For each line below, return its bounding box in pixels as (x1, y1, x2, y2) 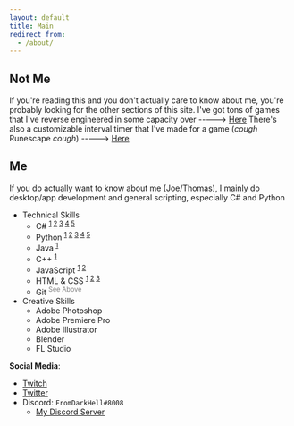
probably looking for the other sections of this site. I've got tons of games (9, 105, 280, 115)
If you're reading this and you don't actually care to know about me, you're (9, 95, 284, 106)
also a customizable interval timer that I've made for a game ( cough (9, 124, 258, 134)
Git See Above (35, 285, 82, 297)
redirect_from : (9, 30, 66, 38)
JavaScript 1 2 (35, 263, 87, 276)
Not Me (9, 71, 51, 86)
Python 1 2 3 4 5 (35, 230, 91, 243)
